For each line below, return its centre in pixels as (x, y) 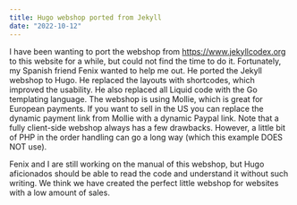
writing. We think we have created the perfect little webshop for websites (144, 183)
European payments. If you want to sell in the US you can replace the (136, 108)
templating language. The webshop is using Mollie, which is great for (136, 98)
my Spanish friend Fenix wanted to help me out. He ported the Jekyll (136, 70)
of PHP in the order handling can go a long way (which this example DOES (146, 137)
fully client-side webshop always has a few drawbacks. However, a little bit (148, 127)
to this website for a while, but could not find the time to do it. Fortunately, (145, 61)
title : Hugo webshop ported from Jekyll (86, 17)
